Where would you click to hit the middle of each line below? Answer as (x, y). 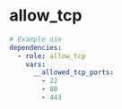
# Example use (36, 39)
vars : (36, 64)
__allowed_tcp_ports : (74, 72)
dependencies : (36, 47)
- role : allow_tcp (52, 56)
